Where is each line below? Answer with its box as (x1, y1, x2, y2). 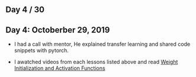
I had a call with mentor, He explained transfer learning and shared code (14, 41, 191, 48)
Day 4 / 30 (5, 5, 45, 15)
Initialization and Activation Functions (14, 65, 105, 72)
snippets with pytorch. (14, 47, 69, 54)
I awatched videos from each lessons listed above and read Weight (14, 59, 178, 66)
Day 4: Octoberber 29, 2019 (5, 25, 110, 35)
